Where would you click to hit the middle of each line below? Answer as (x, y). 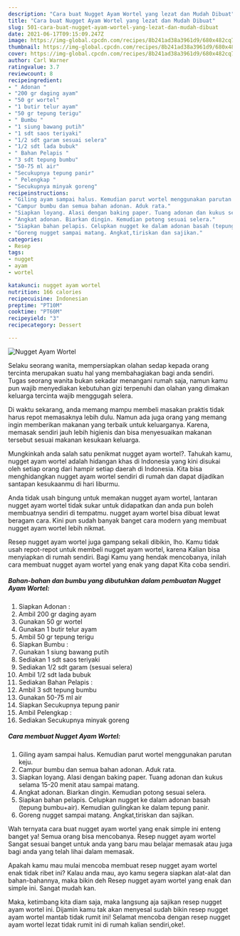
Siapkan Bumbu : (43, 644)
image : (18, 41)
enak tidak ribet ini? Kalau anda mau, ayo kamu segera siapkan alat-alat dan (119, 873)
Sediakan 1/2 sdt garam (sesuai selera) (75, 667)
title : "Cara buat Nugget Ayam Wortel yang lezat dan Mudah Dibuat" (112, 21)
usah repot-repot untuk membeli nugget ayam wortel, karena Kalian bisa (114, 549)
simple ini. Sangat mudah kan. (52, 888)
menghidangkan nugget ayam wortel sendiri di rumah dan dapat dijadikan (116, 476)
